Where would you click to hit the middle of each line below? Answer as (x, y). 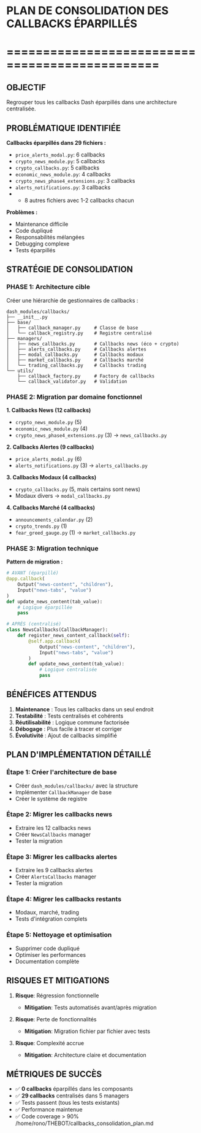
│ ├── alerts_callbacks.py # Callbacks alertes (77, 349)
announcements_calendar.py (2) (54, 519)
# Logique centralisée (68, 670)
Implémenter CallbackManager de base (63, 792)
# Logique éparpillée (45, 607)
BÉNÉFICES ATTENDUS (51, 694)
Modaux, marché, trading (47, 913)
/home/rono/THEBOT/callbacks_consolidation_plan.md (84, 1123)
